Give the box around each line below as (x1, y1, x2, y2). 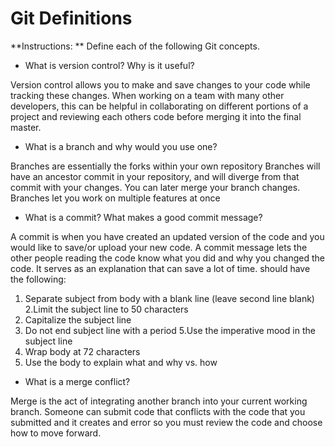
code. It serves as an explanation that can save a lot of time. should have (10, 262, 311, 274)
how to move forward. (10, 427, 102, 439)
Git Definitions (10, 7, 133, 30)
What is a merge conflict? (24, 375, 131, 387)
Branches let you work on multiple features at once (10, 192, 221, 204)
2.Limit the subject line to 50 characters (24, 303, 189, 315)
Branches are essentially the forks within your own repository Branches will (10, 160, 321, 172)
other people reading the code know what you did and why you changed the (10, 252, 325, 264)
